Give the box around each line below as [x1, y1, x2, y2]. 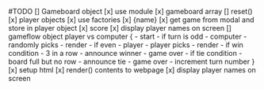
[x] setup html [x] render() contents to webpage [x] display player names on [8, 65, 256, 74]
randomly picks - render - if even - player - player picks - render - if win [8, 40, 244, 50]
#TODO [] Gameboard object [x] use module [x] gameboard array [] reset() [8, 7, 253, 16]
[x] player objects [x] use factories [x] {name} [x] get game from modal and [8, 15, 255, 24]
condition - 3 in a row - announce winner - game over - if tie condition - [8, 49, 243, 57]
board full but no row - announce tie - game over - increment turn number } [8, 57, 255, 66]
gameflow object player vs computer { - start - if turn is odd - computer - [8, 32, 247, 41]
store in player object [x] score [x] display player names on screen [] [8, 24, 232, 32]
